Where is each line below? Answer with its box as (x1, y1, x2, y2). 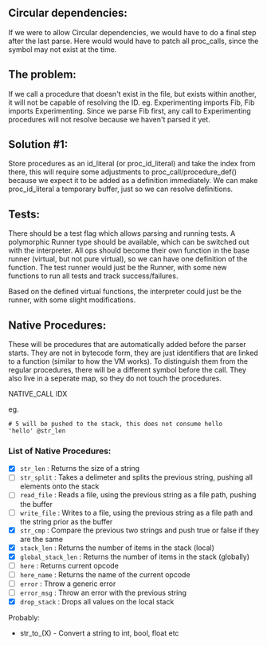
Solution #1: (8, 138, 69, 151)
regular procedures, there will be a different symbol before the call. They (8, 365, 247, 375)
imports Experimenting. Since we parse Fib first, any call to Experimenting (8, 106, 251, 115)
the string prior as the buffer (19, 516, 113, 526)
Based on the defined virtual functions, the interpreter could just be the (8, 287, 241, 297)
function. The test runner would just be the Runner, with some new (8, 263, 227, 273)
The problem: (8, 68, 77, 82)
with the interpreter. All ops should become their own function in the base (8, 245, 249, 255)
